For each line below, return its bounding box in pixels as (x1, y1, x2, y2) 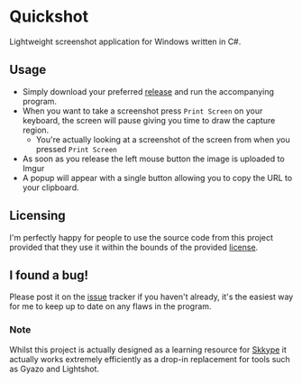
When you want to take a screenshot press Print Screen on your (22, 105, 263, 116)
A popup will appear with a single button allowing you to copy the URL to (22, 172, 293, 183)
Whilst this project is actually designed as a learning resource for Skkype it (9, 344, 287, 355)
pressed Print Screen (35, 143, 117, 154)
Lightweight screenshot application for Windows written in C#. (9, 36, 242, 47)
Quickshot (9, 6, 89, 27)
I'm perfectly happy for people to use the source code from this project (9, 232, 273, 242)
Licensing (9, 208, 66, 223)
